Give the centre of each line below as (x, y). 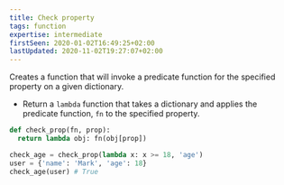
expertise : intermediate (56, 34)
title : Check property (52, 18)
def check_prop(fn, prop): (60, 130)
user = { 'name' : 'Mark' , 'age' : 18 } (78, 163)
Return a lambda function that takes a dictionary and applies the (140, 104)
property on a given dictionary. (67, 87)
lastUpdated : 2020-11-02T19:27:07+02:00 (87, 51)
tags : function (38, 26)
